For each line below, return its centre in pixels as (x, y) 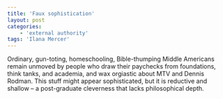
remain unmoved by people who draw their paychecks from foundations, (111, 66)
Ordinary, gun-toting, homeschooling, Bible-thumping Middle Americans (111, 59)
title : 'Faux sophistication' (51, 13)
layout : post (26, 20)
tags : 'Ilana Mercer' (39, 39)
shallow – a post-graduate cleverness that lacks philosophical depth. (106, 89)
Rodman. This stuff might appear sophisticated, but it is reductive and (107, 81)
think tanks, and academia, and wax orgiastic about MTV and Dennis (106, 74)
